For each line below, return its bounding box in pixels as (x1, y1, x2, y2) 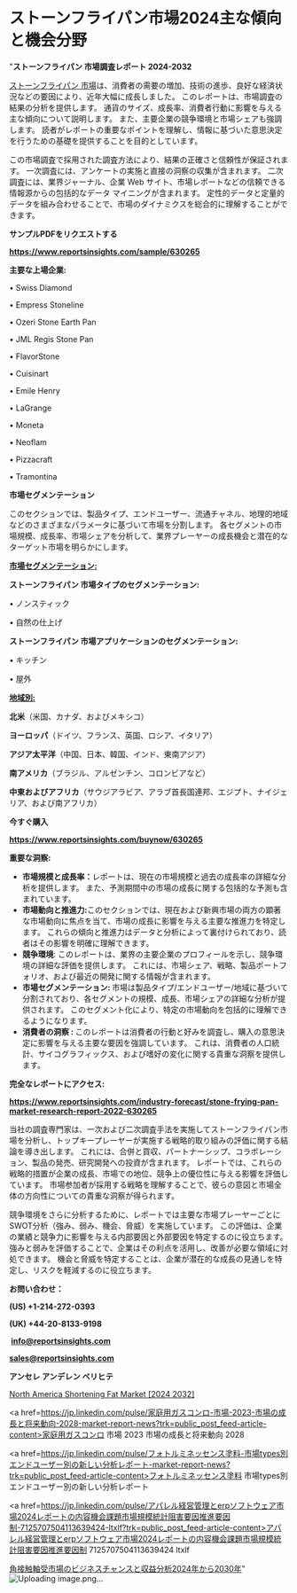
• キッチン (9, 654, 47, 665)
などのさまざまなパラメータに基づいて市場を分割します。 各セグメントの (9, 519, 275, 530)
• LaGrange (9, 402, 52, 413)
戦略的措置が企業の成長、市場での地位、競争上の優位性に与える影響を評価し (9, 1167, 289, 1179)
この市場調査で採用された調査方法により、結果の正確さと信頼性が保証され (9, 154, 281, 165)
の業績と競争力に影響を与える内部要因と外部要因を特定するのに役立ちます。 (9, 1231, 288, 1242)
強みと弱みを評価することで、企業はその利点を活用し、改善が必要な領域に (9, 1242, 281, 1253)
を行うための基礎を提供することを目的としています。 (9, 135, 203, 146)
